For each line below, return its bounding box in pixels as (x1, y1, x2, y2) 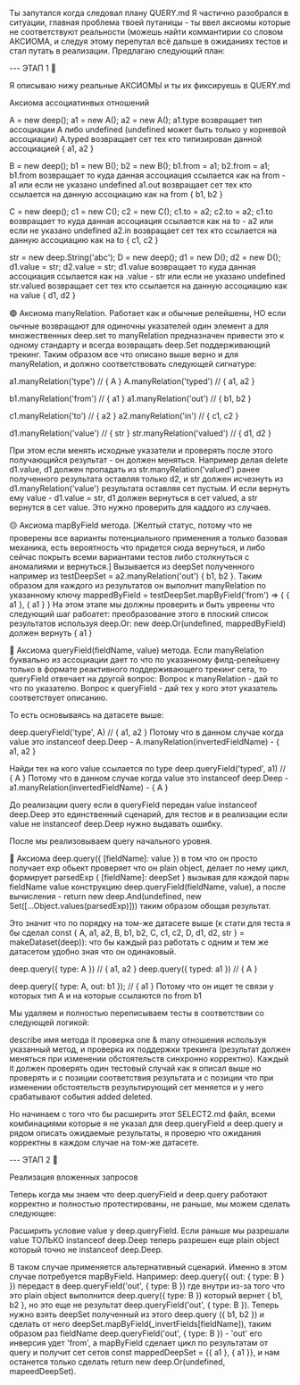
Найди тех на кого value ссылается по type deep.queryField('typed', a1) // (9, 763, 286, 773)
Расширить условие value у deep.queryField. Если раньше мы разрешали (9, 1225, 290, 1236)
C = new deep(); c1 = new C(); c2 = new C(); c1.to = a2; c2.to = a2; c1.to (9, 206, 274, 217)
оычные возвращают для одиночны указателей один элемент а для (9, 321, 270, 331)
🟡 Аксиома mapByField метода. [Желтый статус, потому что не (9, 520, 253, 530)
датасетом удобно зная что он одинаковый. (9, 947, 177, 956)
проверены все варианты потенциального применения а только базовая (9, 533, 288, 543)
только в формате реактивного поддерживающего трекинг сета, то (9, 664, 268, 674)
